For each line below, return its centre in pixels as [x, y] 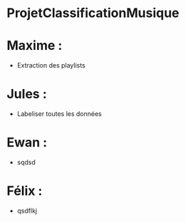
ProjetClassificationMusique [93, 13]
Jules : [27, 94]
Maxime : [35, 46]
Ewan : [27, 143]
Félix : [25, 191]
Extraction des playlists [51, 65]
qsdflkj [27, 211]
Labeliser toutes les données [60, 114]
